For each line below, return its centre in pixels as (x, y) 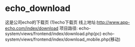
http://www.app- (113, 22)
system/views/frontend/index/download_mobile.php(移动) (63, 39)
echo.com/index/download (32, 28)
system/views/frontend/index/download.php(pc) (53, 34)
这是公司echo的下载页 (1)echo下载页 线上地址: (51, 22)
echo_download (38, 8)
